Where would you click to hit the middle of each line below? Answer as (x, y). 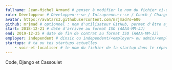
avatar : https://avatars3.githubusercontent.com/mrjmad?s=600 (73, 19)
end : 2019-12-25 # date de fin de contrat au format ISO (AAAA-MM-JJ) (82, 33)
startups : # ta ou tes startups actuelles (51, 43)
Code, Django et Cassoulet (34, 62)
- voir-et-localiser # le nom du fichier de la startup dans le (84, 48)
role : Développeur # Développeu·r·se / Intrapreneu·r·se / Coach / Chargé (87, 15)
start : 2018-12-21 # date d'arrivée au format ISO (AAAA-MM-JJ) (75, 29)
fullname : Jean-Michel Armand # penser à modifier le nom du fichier (81, 10)
